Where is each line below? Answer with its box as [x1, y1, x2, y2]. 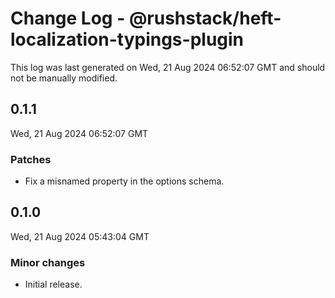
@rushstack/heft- [128, 7, 282, 30]
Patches [10, 152, 52, 166]
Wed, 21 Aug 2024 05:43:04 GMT [10, 230, 150, 242]
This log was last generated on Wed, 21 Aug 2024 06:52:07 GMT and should [10, 61, 326, 73]
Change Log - [10, 7, 126, 30]
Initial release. [24, 278, 83, 291]
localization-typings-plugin [10, 28, 245, 51]
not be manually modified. [10, 72, 118, 84]
